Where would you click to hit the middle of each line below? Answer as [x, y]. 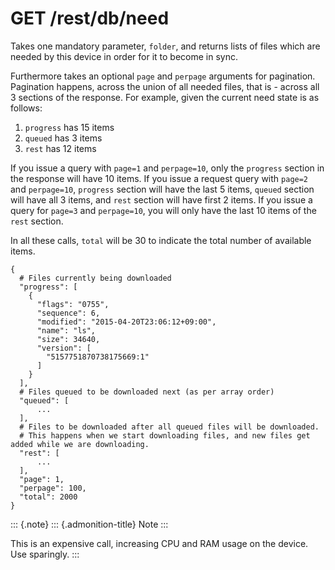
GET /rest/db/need [90, 18]
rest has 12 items [60, 148]
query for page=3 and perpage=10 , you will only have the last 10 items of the [163, 210]
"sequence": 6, [68, 313]
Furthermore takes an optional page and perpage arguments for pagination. [163, 76]
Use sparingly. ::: [45, 554]
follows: [26, 108]
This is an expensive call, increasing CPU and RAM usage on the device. [159, 543]
